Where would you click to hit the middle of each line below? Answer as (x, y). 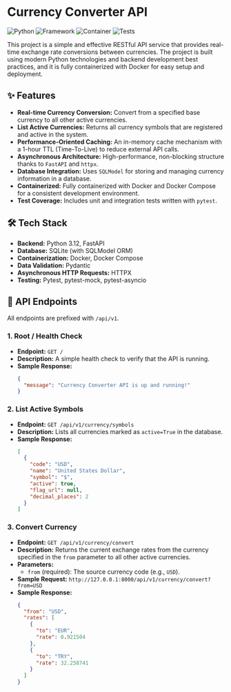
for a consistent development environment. (78, 193)
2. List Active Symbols (46, 409)
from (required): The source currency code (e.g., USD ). (104, 572)
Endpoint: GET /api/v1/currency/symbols (76, 424)
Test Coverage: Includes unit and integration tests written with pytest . (117, 200)
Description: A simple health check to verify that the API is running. (113, 358)
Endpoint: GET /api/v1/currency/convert (76, 542)
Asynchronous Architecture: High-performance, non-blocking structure (121, 156)
